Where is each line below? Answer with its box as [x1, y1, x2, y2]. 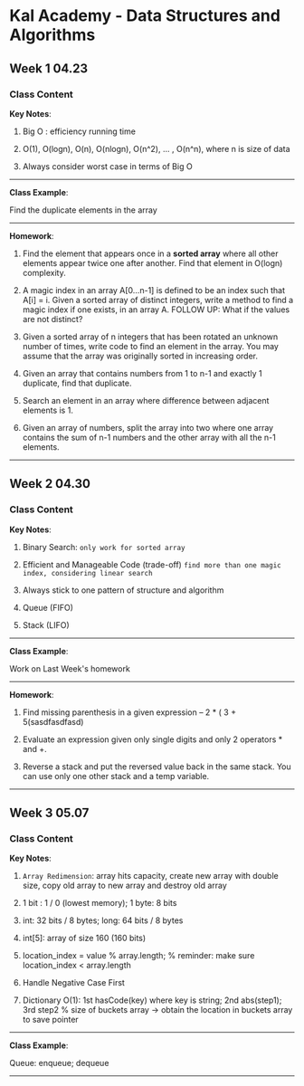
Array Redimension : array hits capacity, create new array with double [22, 871, 279, 881]
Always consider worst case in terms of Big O [22, 160, 193, 172]
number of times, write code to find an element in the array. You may [22, 340, 279, 351]
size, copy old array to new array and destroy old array [22, 880, 228, 891]
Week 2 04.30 [9, 476, 91, 491]
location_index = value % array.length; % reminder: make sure [22, 950, 255, 961]
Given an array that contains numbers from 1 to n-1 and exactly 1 [22, 367, 262, 378]
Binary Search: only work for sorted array [22, 541, 185, 552]
